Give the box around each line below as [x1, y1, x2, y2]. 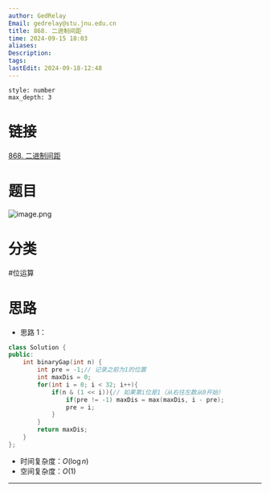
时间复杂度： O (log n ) [19, 456, 89, 465]
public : [8, 351, 35, 359]
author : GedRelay [8, 11, 67, 20]
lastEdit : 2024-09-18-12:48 [8, 64, 103, 72]
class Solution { [8, 343, 67, 351]
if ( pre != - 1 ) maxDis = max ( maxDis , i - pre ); [65, 395, 225, 403]
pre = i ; [65, 403, 95, 411]
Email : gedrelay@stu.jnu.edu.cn [8, 19, 117, 27]
